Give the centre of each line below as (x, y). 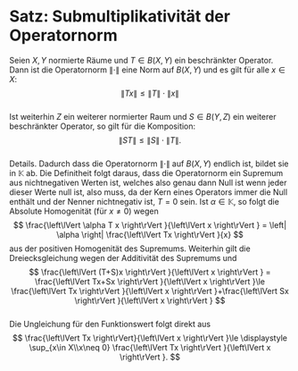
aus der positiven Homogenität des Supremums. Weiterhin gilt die (130, 249)
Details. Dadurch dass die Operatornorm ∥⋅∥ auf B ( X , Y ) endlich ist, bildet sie (149, 164)
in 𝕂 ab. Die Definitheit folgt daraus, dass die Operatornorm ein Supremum (146, 173)
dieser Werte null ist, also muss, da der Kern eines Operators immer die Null (149, 192)
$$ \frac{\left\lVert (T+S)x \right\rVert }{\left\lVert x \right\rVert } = (150, 272)
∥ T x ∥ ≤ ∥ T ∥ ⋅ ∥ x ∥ (150, 93)
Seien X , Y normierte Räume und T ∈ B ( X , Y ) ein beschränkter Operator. (141, 60)
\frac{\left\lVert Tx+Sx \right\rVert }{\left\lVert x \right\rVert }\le (150, 281)
